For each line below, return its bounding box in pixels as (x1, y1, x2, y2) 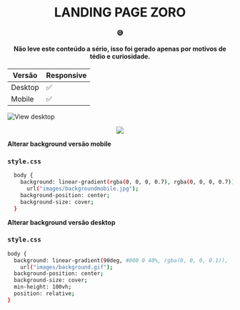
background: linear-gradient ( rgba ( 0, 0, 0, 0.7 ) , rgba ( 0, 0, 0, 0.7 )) (20, 179, 235, 186)
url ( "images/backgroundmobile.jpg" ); (26, 185, 139, 193)
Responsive (46, 70, 87, 80)
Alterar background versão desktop (7, 218, 116, 226)
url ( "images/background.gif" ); (20, 264, 114, 271)
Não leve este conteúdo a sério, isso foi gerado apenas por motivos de (14, 44, 226, 54)
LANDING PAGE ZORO (54, 4, 186, 21)
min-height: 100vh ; (14, 284, 72, 291)
